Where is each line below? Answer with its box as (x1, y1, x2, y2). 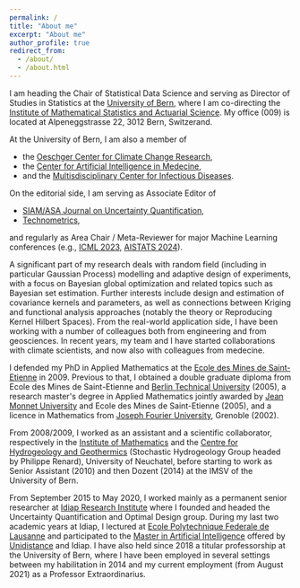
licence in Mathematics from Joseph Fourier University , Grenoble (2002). (9, 409, 279, 420)
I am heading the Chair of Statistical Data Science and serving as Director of (9, 87, 291, 99)
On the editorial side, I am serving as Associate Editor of (9, 188, 217, 198)
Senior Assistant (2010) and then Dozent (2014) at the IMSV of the (9, 465, 253, 476)
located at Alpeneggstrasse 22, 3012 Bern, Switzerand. (9, 116, 213, 127)
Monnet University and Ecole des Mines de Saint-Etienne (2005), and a (9, 400, 271, 411)
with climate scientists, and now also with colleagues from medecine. (9, 345, 266, 355)
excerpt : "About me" (9, 30, 87, 39)
